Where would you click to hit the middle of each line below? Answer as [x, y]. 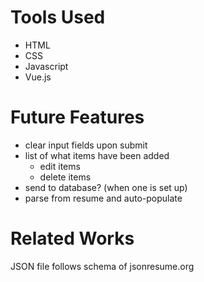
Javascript [46, 66]
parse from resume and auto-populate [103, 198]
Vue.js [38, 77]
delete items [65, 177]
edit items [60, 166]
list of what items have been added [97, 155]
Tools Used [58, 17]
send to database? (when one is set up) [106, 187]
